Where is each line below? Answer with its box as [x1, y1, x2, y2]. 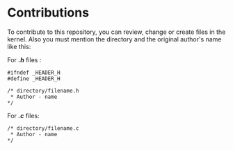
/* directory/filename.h [7, 87, 79, 94]
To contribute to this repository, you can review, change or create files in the [7, 28, 226, 36]
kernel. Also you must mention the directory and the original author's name [7, 35, 222, 43]
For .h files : [7, 55, 42, 64]
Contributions [7, 5, 89, 21]
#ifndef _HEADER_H [7, 69, 61, 76]
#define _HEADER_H [7, 75, 61, 82]
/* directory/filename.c [7, 124, 79, 132]
